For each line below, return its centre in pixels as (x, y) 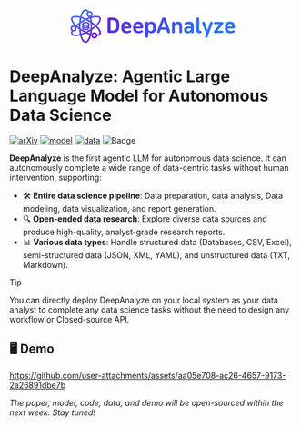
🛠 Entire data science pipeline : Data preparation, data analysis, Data (153, 196)
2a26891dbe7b (38, 385)
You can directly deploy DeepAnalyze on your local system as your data (144, 300)
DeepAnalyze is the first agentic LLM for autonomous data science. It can (148, 158)
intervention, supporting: (55, 178)
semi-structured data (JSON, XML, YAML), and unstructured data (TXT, (156, 255)
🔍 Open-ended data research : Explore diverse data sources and (145, 219)
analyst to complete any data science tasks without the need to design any (150, 310)
